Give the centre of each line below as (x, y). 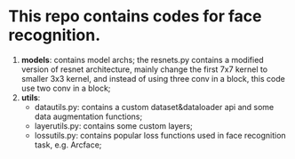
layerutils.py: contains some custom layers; (113, 125)
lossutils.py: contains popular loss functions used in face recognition (160, 135)
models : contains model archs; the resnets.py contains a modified (142, 60)
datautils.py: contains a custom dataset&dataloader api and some (154, 107)
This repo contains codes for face (135, 16)
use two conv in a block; (66, 88)
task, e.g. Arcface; (68, 145)
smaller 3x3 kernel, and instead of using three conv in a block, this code (153, 78)
